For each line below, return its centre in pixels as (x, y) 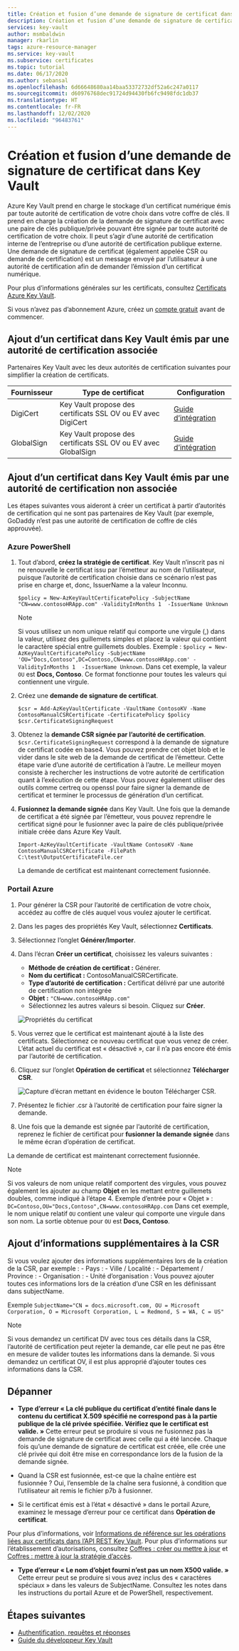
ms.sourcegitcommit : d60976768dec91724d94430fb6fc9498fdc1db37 (103, 94)
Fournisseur (32, 393)
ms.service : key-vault (41, 54)
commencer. (26, 317)
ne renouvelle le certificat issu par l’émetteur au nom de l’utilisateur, (117, 570)
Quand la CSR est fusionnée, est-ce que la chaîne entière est (107, 1475)
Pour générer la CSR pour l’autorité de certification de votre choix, (115, 904)
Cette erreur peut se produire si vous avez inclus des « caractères (115, 1577)
